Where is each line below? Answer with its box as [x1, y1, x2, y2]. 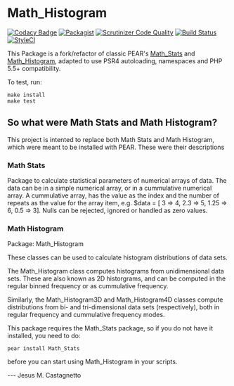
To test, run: [7, 77, 42, 86]
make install [7, 91, 46, 98]
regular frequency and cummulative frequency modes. [7, 311, 165, 319]
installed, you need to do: [7, 332, 81, 340]
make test [7, 97, 37, 105]
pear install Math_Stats [7, 345, 80, 352]
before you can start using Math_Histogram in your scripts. [7, 357, 178, 366]
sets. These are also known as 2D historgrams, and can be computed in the [7, 274, 226, 283]
